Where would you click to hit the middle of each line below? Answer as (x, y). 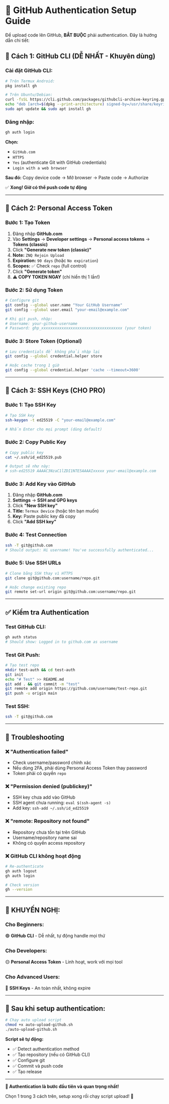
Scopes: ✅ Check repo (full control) (50, 266)
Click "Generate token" (37, 271)
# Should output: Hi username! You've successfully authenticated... (80, 550)
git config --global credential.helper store (54, 356)
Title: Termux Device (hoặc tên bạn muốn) (56, 511)
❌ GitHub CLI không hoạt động (43, 856)
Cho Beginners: (25, 924)
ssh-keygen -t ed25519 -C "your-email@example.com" (60, 420)
